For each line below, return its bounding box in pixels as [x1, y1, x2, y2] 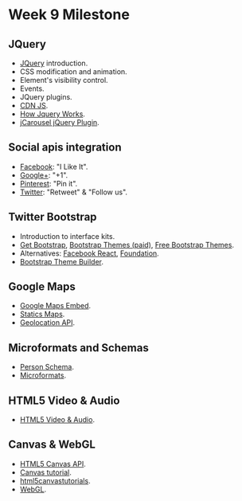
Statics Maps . [19, 309, 65, 319]
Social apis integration [8, 141, 122, 155]
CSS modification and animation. [19, 67, 127, 76]
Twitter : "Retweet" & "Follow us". [19, 187, 128, 197]
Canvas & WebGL [8, 438, 96, 452]
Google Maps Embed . [19, 301, 92, 311]
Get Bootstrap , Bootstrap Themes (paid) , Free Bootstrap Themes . [19, 240, 235, 249]
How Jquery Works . [19, 109, 86, 119]
